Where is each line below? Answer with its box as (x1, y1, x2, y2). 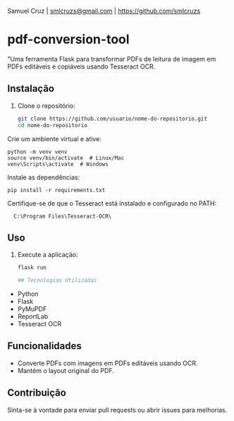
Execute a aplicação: (17, 251, 78, 259)
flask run (17, 264, 47, 271)
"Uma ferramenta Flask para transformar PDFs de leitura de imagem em (7, 54, 216, 63)
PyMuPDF (17, 304, 47, 314)
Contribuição (7, 387, 67, 399)
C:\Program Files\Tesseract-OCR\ (13, 213, 112, 220)
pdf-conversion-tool (7, 32, 130, 47)
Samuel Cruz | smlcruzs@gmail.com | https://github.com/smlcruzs (7, 7, 201, 15)
